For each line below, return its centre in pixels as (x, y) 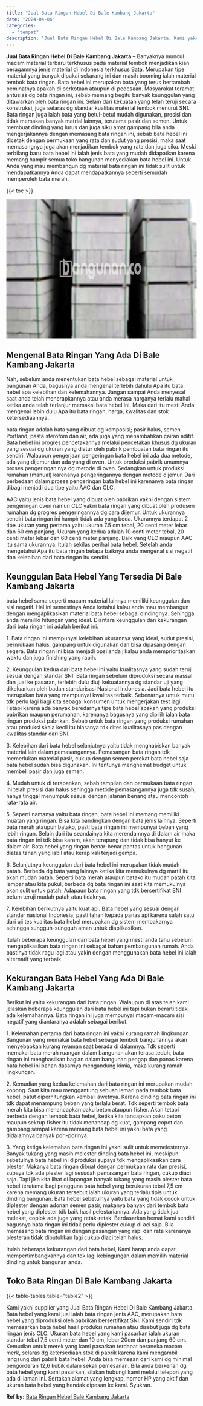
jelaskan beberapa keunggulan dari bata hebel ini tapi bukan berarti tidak (97, 1009)
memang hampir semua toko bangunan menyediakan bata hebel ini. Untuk (99, 160)
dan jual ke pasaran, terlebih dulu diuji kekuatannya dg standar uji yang (95, 682)
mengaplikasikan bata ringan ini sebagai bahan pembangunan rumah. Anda (100, 946)
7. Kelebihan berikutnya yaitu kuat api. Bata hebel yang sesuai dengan (93, 909)
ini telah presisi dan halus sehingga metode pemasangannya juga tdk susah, (101, 789)
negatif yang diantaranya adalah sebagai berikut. (67, 1022)
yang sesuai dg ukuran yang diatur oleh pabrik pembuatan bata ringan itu (98, 449)
